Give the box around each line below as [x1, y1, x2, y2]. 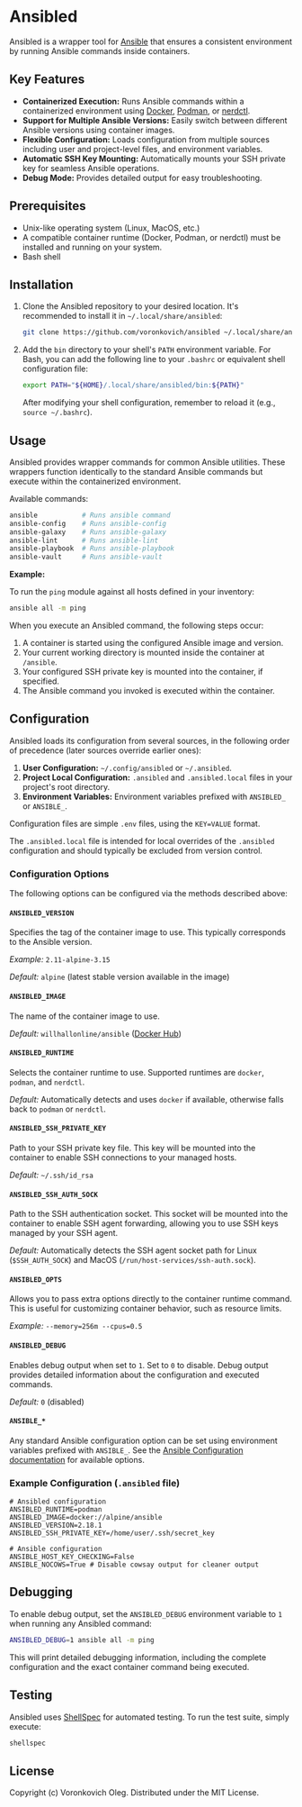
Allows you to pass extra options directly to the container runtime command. [9, 1294, 292, 1304]
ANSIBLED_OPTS [9, 1275, 63, 1285]
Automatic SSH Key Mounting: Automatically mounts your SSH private [22, 153, 286, 164]
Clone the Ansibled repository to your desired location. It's [22, 301, 239, 312]
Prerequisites [9, 198, 86, 213]
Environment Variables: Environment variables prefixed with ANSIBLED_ [22, 791, 286, 802]
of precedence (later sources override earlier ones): [9, 745, 202, 756]
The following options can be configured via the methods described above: [9, 888, 288, 899]
